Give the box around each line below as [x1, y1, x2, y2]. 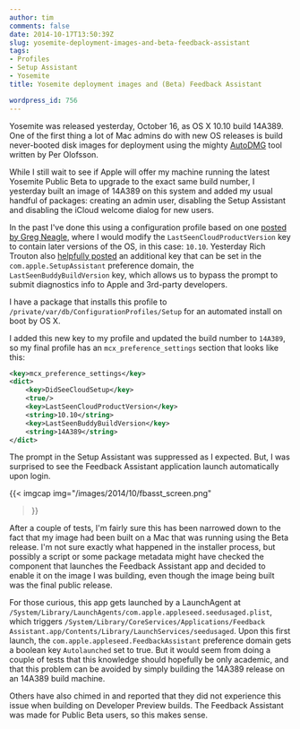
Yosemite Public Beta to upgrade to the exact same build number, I [9, 176, 255, 186]
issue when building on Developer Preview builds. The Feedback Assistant [9, 700, 284, 711]
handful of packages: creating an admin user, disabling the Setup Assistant [9, 194, 287, 206]
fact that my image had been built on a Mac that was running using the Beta [9, 532, 289, 543]
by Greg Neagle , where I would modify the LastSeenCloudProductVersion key [9, 231, 291, 242]
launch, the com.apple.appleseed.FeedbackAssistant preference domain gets [9, 635, 292, 646]
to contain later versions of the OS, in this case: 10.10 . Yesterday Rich [9, 241, 266, 252]
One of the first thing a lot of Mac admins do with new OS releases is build [9, 130, 284, 141]
